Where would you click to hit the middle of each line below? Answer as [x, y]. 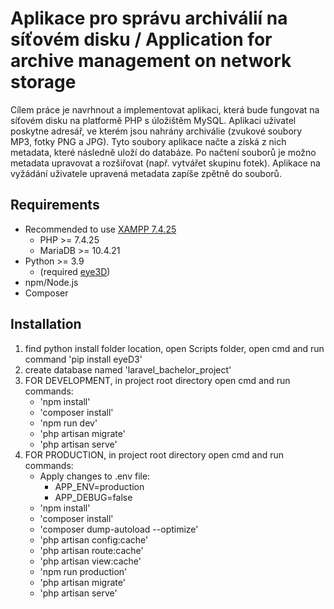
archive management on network [151, 61]
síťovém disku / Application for [141, 39]
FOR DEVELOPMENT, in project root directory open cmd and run [157, 380]
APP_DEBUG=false [93, 497]
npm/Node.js [51, 282]
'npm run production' [83, 571]
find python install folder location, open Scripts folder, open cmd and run [174, 348]
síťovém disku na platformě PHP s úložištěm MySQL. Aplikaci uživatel [153, 120]
